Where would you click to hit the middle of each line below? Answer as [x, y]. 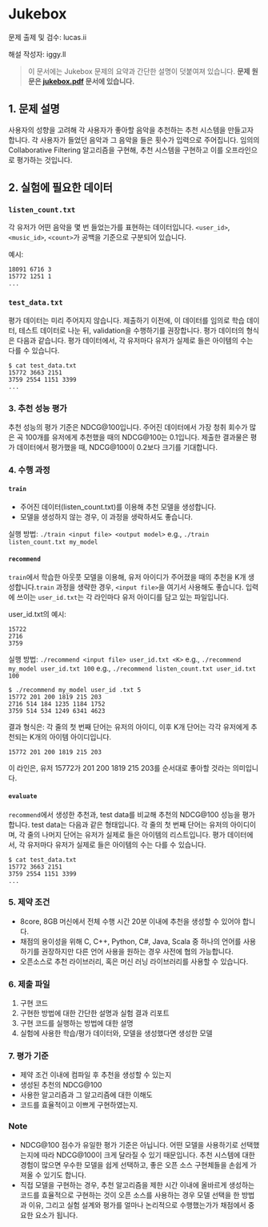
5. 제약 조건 [29, 902]
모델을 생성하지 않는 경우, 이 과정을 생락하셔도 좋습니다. [106, 517]
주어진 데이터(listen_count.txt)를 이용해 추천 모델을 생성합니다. [118, 507]
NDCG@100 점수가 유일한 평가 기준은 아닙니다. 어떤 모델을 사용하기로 [129, 1144]
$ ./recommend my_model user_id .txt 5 [75, 690]
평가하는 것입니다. [44, 160]
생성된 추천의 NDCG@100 [61, 1085]
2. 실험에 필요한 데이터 [61, 188]
